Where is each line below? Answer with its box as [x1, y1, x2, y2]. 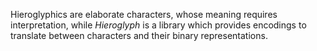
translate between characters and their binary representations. [10, 30, 268, 41]
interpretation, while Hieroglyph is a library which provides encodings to [10, 19, 307, 31]
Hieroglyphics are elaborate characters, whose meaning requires [10, 9, 278, 20]
